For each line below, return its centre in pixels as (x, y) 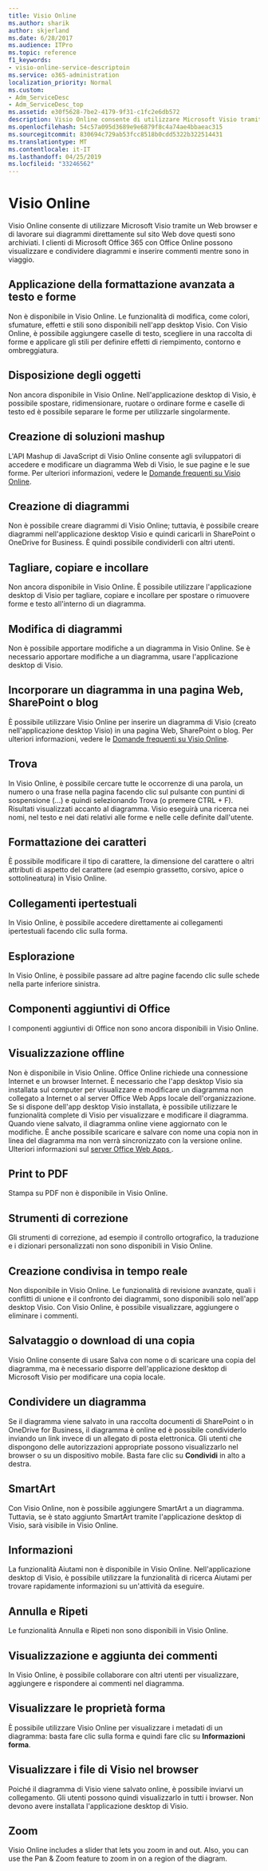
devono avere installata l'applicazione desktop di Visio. (99, 1806)
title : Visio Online (43, 16)
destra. (20, 1464)
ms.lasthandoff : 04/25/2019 (55, 156)
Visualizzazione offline (67, 1053)
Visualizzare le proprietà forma (87, 1709)
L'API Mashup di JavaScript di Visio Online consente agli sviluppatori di (125, 456)
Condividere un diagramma (77, 1402)
